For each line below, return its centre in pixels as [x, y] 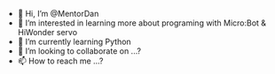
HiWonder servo [47, 32]
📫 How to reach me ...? [60, 61]
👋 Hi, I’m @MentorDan [58, 14]
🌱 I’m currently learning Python [74, 41]
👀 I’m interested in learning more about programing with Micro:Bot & [142, 23]
